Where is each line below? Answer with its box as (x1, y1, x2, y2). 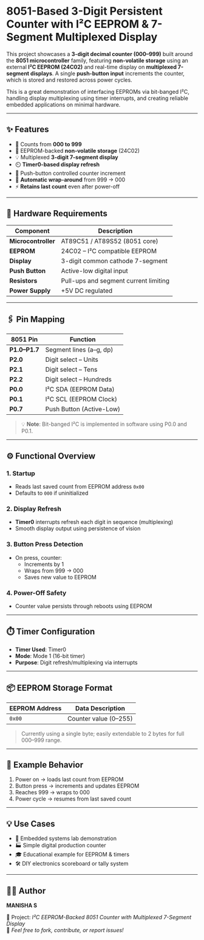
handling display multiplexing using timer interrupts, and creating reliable (6, 94, 188, 102)
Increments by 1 (24, 560, 64, 568)
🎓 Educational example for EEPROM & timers (15, 851, 129, 858)
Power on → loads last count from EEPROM (15, 776, 124, 783)
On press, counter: (15, 554, 63, 561)
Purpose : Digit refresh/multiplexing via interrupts (15, 659, 138, 666)
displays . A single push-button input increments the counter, (30, 69, 185, 77)
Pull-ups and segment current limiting (61, 276, 170, 284)
